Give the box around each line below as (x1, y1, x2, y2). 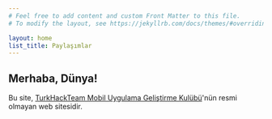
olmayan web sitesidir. (8, 102, 83, 112)
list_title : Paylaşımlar (8, 41, 92, 49)
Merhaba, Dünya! (8, 71, 98, 85)
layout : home (8, 34, 53, 42)
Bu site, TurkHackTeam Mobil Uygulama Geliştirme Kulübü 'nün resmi (8, 93, 237, 103)
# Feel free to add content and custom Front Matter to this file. (8, 11, 241, 20)
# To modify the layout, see (8, 19, 107, 28)
